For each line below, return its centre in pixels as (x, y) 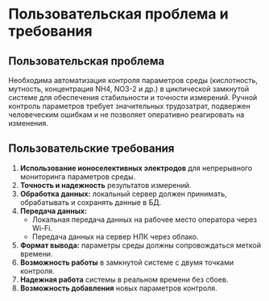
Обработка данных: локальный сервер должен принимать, (123, 194)
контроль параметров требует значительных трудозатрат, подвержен (130, 106)
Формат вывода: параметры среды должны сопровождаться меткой (141, 245)
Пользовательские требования (91, 149)
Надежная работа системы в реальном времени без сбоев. (124, 279)
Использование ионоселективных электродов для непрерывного (136, 168)
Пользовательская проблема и (118, 14)
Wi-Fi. (42, 228)
